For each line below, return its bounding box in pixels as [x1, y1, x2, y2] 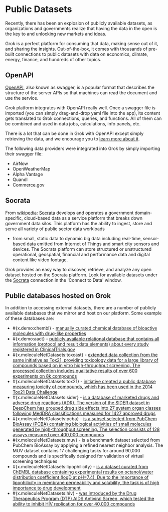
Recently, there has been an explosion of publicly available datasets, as [5, 20, 153, 26]
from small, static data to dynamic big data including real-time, [12, 235, 142, 241]
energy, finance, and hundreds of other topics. [5, 56, 102, 62]
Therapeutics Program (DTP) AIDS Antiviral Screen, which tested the [12, 495, 154, 502]
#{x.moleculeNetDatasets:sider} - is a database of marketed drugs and [12, 395, 159, 401]
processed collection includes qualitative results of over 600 [12, 368, 138, 374]
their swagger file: [5, 150, 43, 156]
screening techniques [12, 458, 58, 464]
